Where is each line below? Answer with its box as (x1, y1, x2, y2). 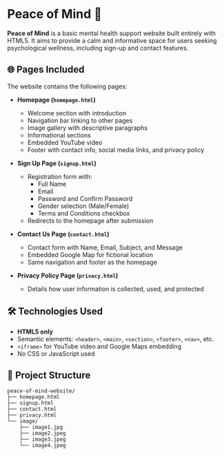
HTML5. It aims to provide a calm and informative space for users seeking (7, 36, 217, 44)
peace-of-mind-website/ (7, 388, 76, 395)
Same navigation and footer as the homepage (27, 258, 157, 266)
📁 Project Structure (7, 369, 91, 381)
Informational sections (27, 131, 91, 139)
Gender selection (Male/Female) (37, 202, 130, 210)
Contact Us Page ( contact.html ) (17, 229, 110, 238)
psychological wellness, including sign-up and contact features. (7, 44, 189, 52)
